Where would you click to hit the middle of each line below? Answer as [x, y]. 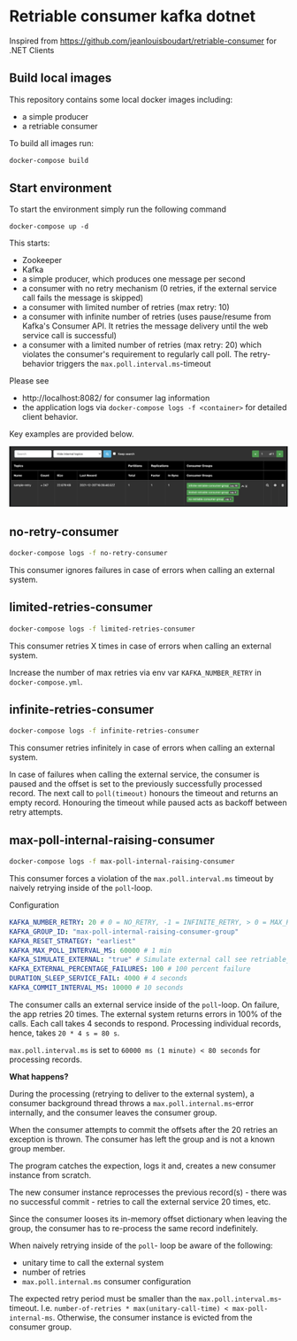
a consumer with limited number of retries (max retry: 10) [126, 307]
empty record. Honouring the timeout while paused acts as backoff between [148, 802]
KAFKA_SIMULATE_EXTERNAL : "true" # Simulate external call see [128, 960]
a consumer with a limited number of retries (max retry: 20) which [142, 345]
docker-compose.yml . [46, 682]
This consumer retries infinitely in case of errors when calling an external [142, 748]
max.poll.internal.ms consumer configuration [107, 1281]
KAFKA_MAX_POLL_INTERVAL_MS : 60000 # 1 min [91, 950]
